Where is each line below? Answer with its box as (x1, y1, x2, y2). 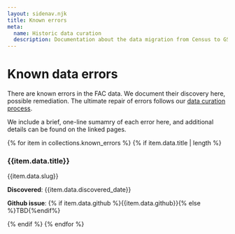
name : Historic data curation (13, 29, 101, 37)
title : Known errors (7, 17, 68, 24)
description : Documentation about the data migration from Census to (13, 36, 220, 43)
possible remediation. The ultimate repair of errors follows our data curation (7, 97, 226, 105)
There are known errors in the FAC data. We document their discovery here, (7, 89, 226, 98)
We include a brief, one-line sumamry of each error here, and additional (7, 118, 214, 126)
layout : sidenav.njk (7, 10, 68, 17)
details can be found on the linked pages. (7, 125, 127, 133)
